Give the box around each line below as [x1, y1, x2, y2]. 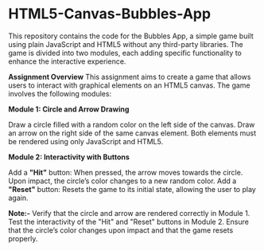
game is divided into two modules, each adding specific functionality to [8, 48, 243, 57]
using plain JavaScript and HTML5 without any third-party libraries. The [8, 39, 244, 49]
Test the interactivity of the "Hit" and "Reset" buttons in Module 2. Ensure [8, 217, 249, 226]
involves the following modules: [8, 88, 112, 98]
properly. [8, 233, 38, 243]
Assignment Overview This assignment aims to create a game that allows [8, 72, 251, 81]
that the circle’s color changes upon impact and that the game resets [8, 225, 234, 235]
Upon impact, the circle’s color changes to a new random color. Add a [8, 176, 237, 186]
